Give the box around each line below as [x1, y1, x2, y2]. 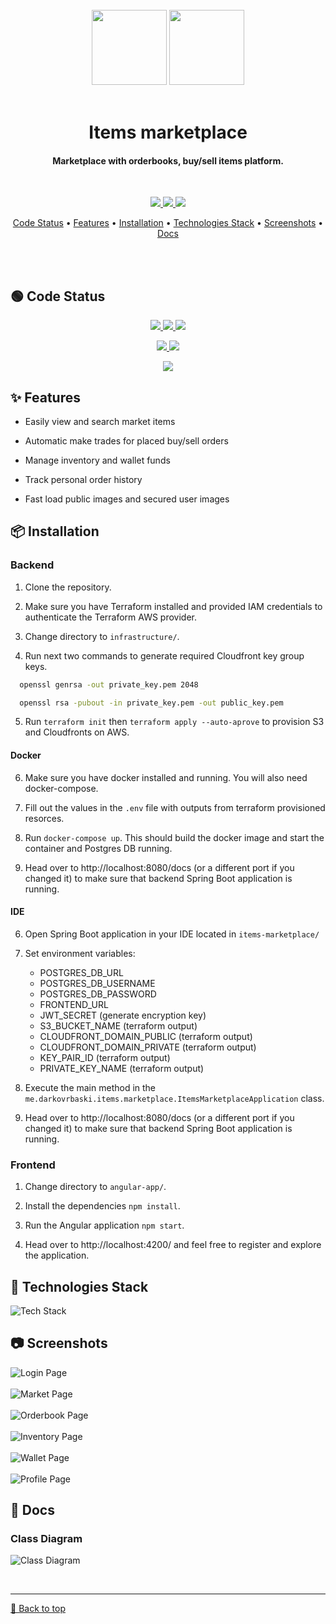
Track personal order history [24, 474, 143, 486]
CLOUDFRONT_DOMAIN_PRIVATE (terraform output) [39, 1041, 257, 1053]
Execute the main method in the [24, 1081, 157, 1093]
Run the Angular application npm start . [24, 1219, 185, 1232]
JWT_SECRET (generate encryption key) [39, 1009, 207, 1021]
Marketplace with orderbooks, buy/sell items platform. [52, 154, 284, 167]
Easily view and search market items [24, 416, 176, 428]
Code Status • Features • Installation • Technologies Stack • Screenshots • [12, 217, 324, 229]
